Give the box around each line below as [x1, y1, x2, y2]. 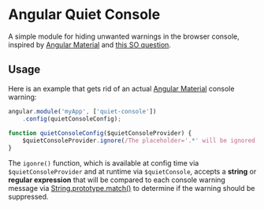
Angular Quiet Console [8, 6, 161, 24]
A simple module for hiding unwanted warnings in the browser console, [8, 32, 240, 41]
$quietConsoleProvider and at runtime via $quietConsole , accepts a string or [8, 167, 257, 176]
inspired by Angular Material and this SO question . [8, 39, 172, 49]
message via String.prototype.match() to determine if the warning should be [8, 184, 255, 192]
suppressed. [8, 192, 49, 201]
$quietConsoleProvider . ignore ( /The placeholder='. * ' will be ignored [22, 136, 256, 145]
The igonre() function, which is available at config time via [8, 159, 199, 167]
